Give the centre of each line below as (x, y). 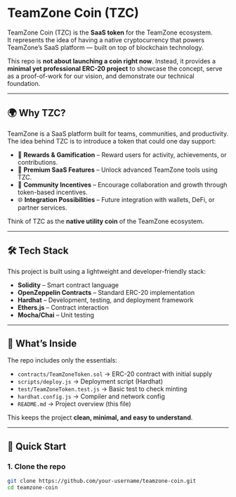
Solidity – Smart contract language (68, 285)
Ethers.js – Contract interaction (63, 307)
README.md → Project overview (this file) (74, 404)
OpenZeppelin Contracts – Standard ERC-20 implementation (106, 292)
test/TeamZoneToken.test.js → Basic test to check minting (102, 389)
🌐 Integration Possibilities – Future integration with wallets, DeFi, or (116, 199)
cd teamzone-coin (33, 487)
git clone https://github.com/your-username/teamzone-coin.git (102, 481)
